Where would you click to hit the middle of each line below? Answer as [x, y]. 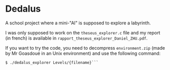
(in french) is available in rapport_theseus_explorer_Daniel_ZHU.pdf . [77, 38]
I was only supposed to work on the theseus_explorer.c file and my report [83, 32]
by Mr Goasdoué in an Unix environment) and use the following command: [83, 53]
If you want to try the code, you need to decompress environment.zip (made [85, 48]
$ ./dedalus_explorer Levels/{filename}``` [52, 62]
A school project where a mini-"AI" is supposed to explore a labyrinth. [78, 23]
